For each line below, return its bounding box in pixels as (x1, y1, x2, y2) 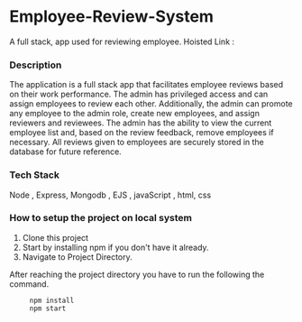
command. (9, 278, 50, 290)
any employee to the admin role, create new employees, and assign (9, 108, 260, 119)
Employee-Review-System (9, 6, 215, 27)
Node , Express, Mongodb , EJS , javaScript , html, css (9, 189, 212, 200)
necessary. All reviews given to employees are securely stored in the (9, 137, 264, 148)
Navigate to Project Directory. (22, 251, 133, 262)
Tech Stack (9, 169, 60, 181)
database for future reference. (9, 146, 122, 157)
